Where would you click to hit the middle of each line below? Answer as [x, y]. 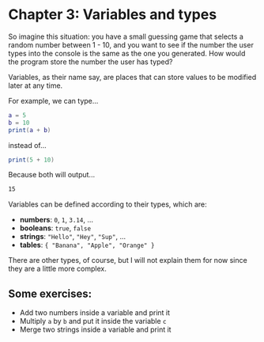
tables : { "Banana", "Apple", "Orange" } [87, 245]
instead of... [28, 145]
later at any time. [36, 85]
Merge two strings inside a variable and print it [95, 329]
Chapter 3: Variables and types [113, 15]
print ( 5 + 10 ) [32, 160]
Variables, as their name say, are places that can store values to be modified [132, 77]
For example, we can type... [53, 101]
